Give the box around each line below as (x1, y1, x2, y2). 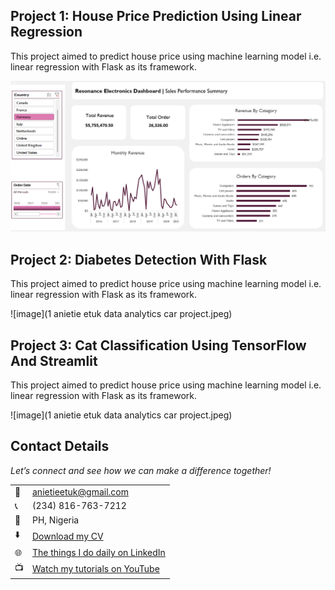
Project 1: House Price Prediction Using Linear (10, 8, 302, 25)
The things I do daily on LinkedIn (32, 547, 166, 559)
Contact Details (10, 438, 110, 455)
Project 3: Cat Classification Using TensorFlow (10, 337, 307, 354)
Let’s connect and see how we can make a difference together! (10, 464, 272, 476)
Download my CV (32, 530, 104, 542)
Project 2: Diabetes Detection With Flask (10, 251, 268, 268)
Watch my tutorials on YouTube (32, 563, 160, 575)
